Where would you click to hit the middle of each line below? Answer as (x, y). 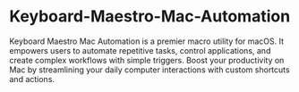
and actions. (32, 79)
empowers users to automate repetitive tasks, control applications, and (140, 50)
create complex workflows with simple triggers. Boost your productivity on (147, 60)
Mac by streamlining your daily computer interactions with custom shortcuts (149, 70)
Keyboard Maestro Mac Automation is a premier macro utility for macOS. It (147, 41)
